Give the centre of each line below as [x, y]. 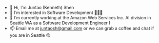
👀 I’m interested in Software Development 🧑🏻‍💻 [56, 13]
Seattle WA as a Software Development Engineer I [60, 23]
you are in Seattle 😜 [30, 35]
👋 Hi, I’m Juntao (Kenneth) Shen [42, 7]
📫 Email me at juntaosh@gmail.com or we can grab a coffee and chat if [82, 28]
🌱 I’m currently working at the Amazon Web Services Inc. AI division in [80, 18]
